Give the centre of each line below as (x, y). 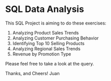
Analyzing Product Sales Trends (45, 32)
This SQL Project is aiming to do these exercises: (56, 23)
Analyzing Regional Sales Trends (46, 48)
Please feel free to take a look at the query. (50, 63)
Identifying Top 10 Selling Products (48, 43)
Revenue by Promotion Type (42, 54)
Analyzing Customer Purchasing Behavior (55, 38)
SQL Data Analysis (45, 9)
